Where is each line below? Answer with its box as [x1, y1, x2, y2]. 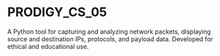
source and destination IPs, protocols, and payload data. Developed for [7, 34, 214, 43]
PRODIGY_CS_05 [7, 4, 108, 20]
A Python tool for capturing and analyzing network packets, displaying [7, 27, 211, 36]
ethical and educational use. [7, 42, 89, 50]
